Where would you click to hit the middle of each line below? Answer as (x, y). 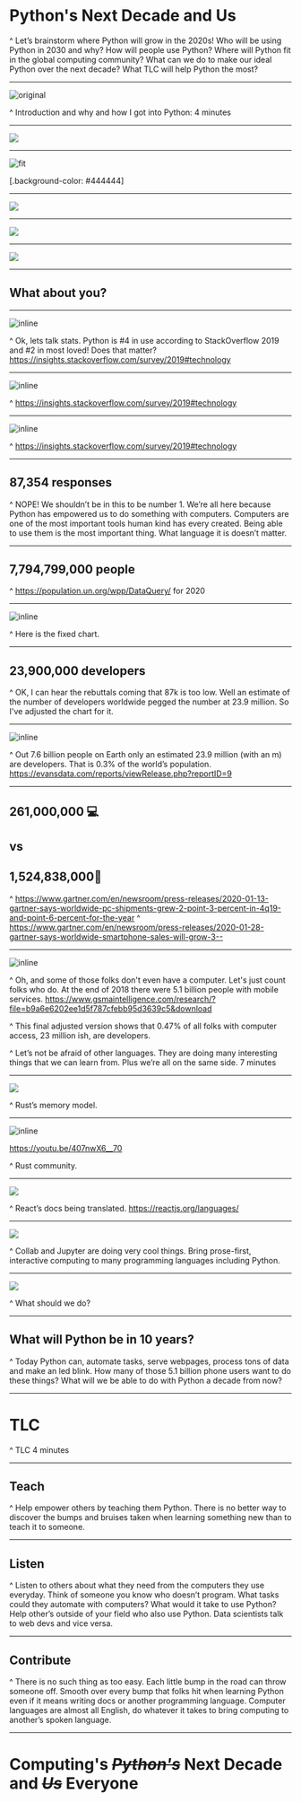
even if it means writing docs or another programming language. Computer (147, 1701)
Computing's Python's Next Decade (146, 1765)
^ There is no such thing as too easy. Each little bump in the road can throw (148, 1681)
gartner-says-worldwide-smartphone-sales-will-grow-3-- (116, 936)
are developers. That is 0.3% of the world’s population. (111, 765)
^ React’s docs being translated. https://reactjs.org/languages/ (124, 1208)
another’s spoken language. (60, 1719)
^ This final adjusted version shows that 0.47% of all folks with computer (143, 1026)
